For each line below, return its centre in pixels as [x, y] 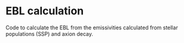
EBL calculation [45, 11]
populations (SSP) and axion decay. [50, 33]
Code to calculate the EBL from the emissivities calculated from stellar [92, 27]
